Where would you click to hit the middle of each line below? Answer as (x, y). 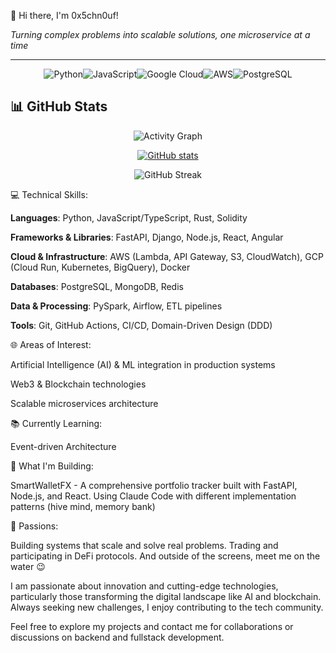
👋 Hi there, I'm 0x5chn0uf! (64, 15)
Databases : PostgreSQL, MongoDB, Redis (97, 286)
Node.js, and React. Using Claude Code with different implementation (153, 496)
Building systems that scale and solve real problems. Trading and (144, 545)
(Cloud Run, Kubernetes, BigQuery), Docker (100, 267)
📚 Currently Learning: (56, 423)
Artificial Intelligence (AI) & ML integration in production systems (143, 364)
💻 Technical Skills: (49, 194)
